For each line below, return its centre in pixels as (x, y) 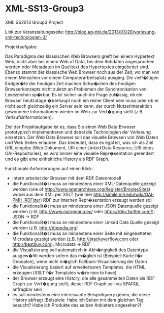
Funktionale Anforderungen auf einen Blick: (49, 168)
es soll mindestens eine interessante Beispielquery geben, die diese (81, 294)
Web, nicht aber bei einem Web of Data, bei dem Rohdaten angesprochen (80, 61)
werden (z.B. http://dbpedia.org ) (45, 227)
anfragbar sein (27, 289)
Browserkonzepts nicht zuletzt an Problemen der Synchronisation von (76, 89)
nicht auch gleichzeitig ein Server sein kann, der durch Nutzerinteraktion (79, 106)
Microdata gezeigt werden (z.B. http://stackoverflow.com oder (75, 239)
